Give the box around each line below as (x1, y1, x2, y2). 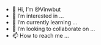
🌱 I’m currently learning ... (12, 19, 78, 26)
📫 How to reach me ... (12, 32, 69, 39)
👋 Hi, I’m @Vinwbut (12, 6, 61, 13)
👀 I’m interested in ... (12, 12, 64, 19)
